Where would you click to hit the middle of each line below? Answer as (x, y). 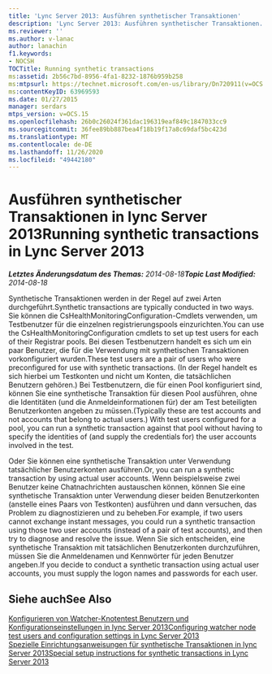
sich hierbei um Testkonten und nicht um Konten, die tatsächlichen (120, 376)
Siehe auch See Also (60, 599)
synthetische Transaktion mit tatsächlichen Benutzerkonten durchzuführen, (134, 548)
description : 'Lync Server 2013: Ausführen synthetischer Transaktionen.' (138, 24)
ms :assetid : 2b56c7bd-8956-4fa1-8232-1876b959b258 (96, 76)
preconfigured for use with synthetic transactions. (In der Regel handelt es (133, 367)
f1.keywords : (30, 54)
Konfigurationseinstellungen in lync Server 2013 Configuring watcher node (132, 627)
